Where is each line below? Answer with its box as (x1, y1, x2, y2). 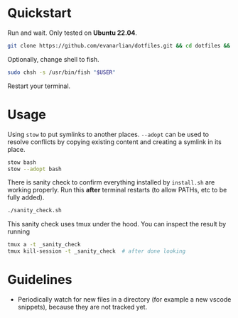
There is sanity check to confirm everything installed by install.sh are (7, 178, 215, 187)
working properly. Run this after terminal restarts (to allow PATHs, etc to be (7, 186, 227, 194)
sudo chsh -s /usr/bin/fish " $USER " (7, 69, 116, 76)
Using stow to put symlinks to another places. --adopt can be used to (7, 130, 210, 138)
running (7, 227, 31, 236)
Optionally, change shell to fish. (7, 55, 99, 63)
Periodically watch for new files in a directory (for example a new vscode (17, 295, 232, 303)
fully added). (7, 193, 45, 202)
